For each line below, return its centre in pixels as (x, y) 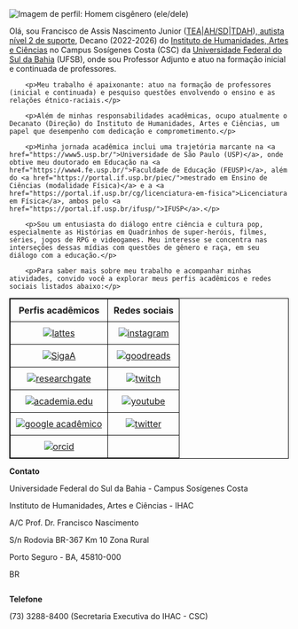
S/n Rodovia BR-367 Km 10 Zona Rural (79, 540)
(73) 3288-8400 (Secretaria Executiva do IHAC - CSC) (109, 616)
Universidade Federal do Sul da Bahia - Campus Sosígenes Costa (129, 488)
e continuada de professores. (63, 69)
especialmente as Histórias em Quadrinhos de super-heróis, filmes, (138, 232)
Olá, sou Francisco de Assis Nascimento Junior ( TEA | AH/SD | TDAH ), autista (147, 31)
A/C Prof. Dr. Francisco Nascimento (74, 523)
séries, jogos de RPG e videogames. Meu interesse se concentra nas (138, 240)
